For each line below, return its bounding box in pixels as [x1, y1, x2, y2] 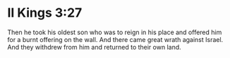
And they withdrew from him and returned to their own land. [7, 43, 181, 51]
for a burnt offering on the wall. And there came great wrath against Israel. [7, 35, 224, 43]
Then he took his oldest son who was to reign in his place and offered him [7, 28, 222, 36]
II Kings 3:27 [7, 5, 83, 21]
